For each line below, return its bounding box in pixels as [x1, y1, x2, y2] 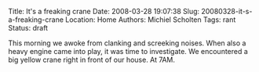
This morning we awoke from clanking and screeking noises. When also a [8, 38, 246, 48]
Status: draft [8, 23, 49, 32]
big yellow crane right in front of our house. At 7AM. [8, 55, 175, 64]
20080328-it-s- [201, 7, 253, 16]
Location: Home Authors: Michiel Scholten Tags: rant [65, 15, 236, 24]
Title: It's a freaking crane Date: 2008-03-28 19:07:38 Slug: [8, 7, 200, 16]
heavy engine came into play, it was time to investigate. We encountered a [8, 47, 249, 56]
